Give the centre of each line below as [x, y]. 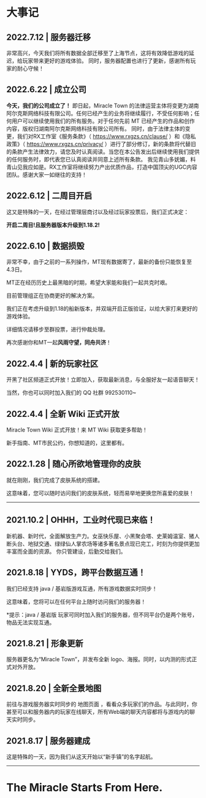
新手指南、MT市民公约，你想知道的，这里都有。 [67, 443]
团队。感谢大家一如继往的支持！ [47, 174]
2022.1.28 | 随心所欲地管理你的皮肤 [74, 464]
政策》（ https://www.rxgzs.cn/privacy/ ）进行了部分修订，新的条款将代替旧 [101, 144]
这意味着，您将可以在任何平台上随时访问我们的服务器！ [76, 602]
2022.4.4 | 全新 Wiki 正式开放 [63, 414]
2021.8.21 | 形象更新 [45, 643]
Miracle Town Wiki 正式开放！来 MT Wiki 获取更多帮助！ [77, 430]
